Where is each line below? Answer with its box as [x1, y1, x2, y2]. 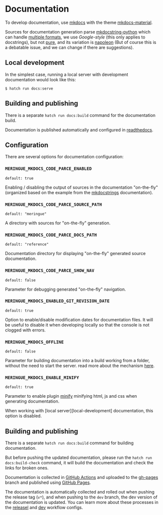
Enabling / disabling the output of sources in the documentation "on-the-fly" [5, 184, 158, 190]
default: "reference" [5, 242, 49, 247]
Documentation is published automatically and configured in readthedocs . [5, 127, 154, 132]
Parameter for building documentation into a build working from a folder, [5, 358, 150, 364]
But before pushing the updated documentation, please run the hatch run [5, 455, 152, 460]
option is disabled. [5, 413, 42, 419]
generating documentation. [5, 398, 60, 405]
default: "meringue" [5, 211, 47, 216]
